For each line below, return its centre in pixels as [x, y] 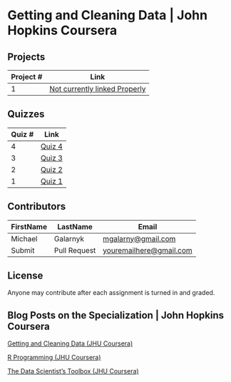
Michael [24, 238]
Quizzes [26, 114]
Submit [23, 250]
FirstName [29, 226]
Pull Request [75, 250]
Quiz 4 [51, 146]
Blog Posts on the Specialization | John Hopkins [116, 315]
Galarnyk [69, 238]
